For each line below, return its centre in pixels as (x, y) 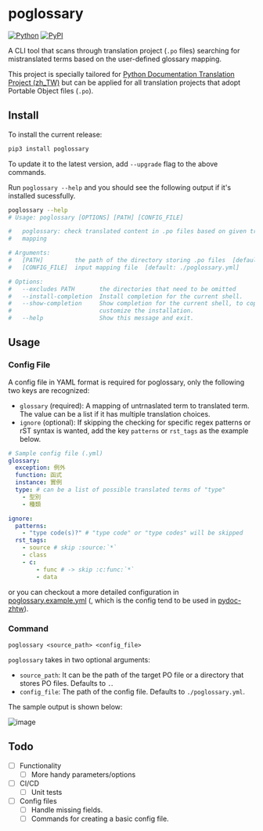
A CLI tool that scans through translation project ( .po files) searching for (124, 50)
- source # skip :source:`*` (70, 548)
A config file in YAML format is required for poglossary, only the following (126, 382)
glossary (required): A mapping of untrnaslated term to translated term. (134, 406)
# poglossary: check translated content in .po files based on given (127, 231)
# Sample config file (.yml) (56, 453)
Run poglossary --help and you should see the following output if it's (120, 187)
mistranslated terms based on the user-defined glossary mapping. (115, 59)
